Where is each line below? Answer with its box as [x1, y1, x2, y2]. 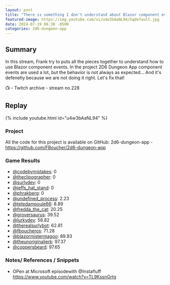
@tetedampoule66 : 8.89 [12, 201, 63, 207]
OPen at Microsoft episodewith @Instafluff [12, 268, 101, 274]
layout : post [5, 7, 33, 13]
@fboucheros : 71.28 [12, 228, 55, 234]
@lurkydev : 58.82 [12, 217, 50, 223]
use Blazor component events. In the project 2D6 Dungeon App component [5, 64, 162, 70]
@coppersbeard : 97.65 [12, 244, 61, 250]
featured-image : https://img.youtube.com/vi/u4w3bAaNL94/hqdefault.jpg [5, 17, 159, 22]
